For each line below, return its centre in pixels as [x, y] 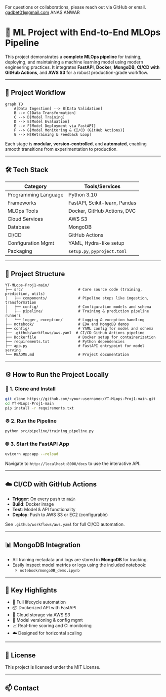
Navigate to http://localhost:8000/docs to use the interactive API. [73, 464]
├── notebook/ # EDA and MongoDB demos [67, 324]
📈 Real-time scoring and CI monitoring [52, 626]
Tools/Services [103, 186]
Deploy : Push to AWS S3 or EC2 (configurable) [60, 515]
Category [36, 186]
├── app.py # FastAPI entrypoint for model [75, 346]
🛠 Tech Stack [27, 170]
